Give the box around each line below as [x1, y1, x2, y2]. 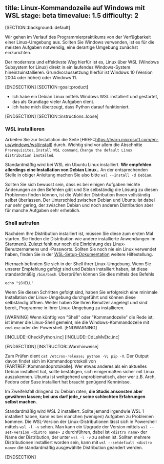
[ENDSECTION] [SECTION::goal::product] [5, 84, 89, 90]
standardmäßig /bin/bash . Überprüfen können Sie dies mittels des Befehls [5, 271, 155, 277]
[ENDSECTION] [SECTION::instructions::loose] [5, 113, 99, 119]
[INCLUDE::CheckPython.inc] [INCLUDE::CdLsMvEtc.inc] [5, 334, 120, 340]
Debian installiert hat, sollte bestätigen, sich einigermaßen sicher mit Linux [5, 369, 155, 375]
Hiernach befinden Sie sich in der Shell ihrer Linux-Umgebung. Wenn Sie [5, 261, 151, 267]
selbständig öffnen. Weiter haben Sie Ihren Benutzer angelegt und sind [5, 300, 148, 306]
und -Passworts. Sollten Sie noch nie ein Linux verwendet [40, 246, 157, 252]
